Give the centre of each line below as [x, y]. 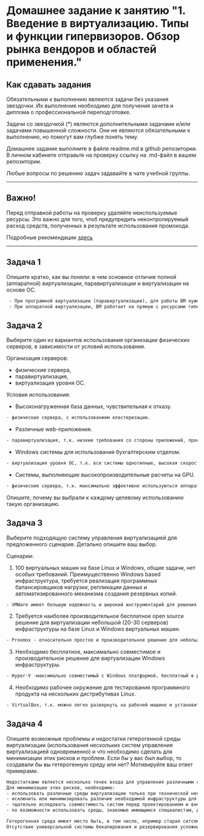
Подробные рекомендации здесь [49, 237]
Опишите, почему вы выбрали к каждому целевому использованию [95, 497]
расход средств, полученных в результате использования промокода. [98, 225]
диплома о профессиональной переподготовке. [69, 112]
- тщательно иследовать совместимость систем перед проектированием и [97, 805]
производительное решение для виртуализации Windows [90, 658]
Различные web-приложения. [53, 430]
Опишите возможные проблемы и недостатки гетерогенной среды [93, 738]
